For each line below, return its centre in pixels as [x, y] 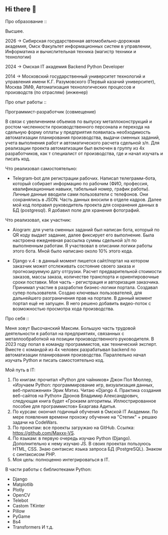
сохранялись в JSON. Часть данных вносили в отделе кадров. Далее [87, 199]
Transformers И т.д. [33, 527]
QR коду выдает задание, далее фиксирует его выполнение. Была [83, 235]
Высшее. [15, 31]
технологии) [18, 57]
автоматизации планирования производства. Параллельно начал [76, 355]
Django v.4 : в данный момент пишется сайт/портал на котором [80, 260]
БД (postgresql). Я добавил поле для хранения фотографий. [76, 210]
